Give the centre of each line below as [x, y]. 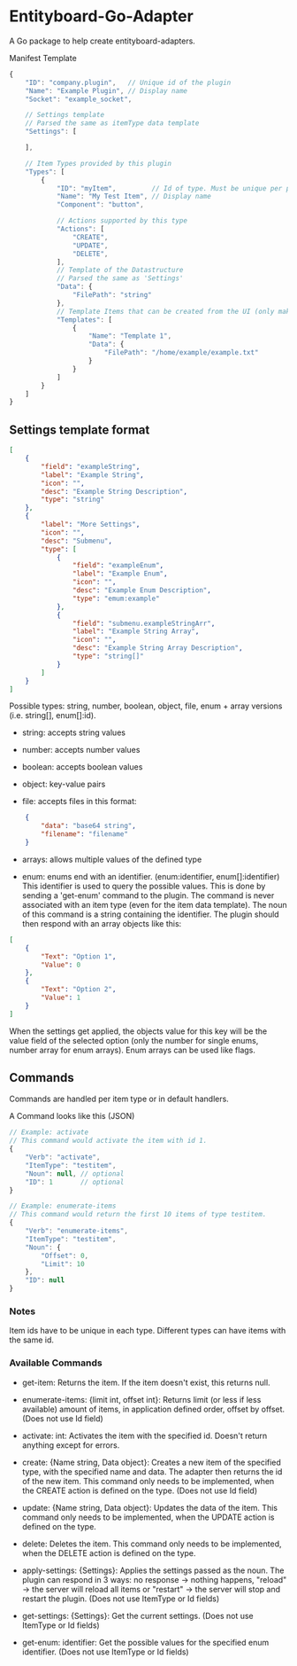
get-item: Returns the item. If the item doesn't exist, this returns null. [146, 1382]
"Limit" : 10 [63, 1264]
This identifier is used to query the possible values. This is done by [144, 886]
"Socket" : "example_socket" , [79, 99]
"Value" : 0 [61, 965]
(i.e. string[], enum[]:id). [53, 716]
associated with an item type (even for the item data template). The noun [154, 904]
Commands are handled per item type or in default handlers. [119, 1099]
